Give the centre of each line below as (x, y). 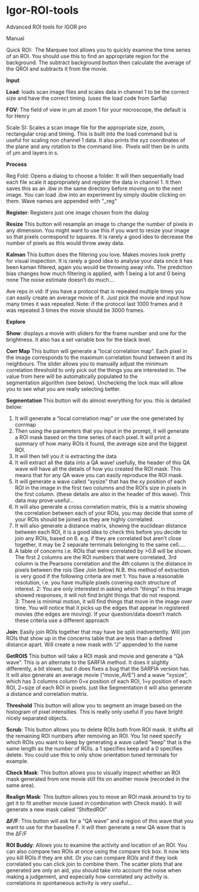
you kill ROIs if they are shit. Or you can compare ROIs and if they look (92, 858)
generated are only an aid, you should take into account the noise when (94, 870)
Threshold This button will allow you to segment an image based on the (94, 705)
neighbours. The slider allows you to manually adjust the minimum (87, 364)
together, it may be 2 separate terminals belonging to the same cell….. (100, 544)
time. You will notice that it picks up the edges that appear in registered (102, 607)
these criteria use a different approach (62, 620)
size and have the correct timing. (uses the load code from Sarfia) (87, 98)
